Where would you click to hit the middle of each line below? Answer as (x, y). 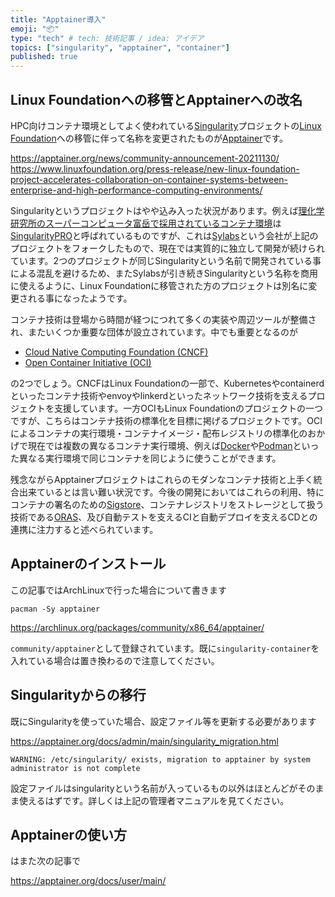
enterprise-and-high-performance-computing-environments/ (136, 190)
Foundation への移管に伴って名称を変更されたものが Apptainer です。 (149, 138)
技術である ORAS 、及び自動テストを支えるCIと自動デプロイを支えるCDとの (164, 517)
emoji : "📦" (35, 29)
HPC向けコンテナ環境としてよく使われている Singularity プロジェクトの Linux (166, 125)
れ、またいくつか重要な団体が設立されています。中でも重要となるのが (154, 332)
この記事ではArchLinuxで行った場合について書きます (119, 590)
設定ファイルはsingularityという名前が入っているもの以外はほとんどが (154, 788)
